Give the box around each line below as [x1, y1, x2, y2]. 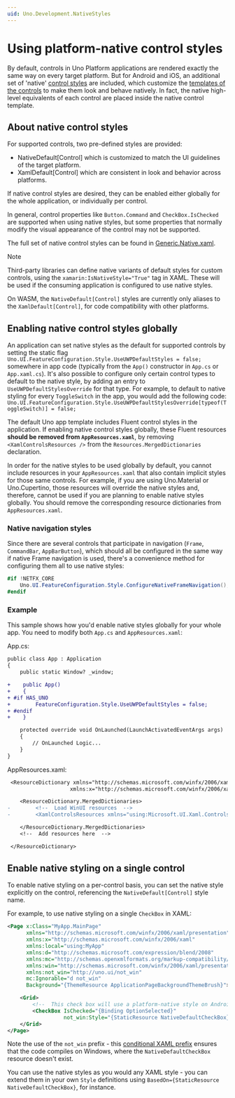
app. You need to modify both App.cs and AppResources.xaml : [7, 629, 183, 637]
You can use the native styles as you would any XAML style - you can [7, 1068, 208, 1077]
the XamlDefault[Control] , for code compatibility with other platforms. [7, 302, 209, 311]
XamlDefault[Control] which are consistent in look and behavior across [17, 168, 222, 177]
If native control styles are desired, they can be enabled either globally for [7, 189, 220, 198]
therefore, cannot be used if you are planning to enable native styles [7, 491, 204, 500]
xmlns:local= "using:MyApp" [25, 943, 105, 950]
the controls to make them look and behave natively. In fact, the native [7, 86, 210, 95]
